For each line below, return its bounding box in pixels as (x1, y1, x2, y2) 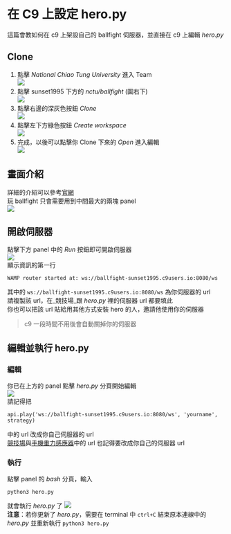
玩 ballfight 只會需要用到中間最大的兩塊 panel (7, 197, 136, 205)
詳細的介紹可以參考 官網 (7, 188, 74, 196)
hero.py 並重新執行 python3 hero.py (7, 519, 109, 527)
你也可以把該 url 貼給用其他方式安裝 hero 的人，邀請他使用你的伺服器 (7, 305, 204, 314)
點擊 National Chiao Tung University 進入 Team (17, 70, 152, 78)
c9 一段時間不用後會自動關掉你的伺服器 (24, 320, 137, 328)
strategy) (7, 417, 36, 425)
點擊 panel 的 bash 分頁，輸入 (7, 475, 93, 483)
